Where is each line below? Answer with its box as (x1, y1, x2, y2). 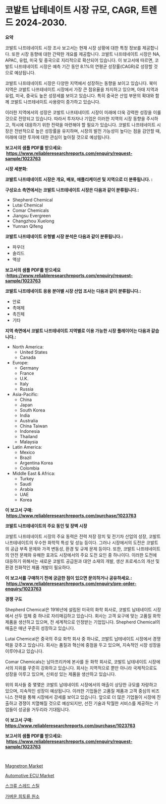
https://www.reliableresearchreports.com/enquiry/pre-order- (6, 580, 137, 586)
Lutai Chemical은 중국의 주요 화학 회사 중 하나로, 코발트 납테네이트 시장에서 (5, 636, 152, 642)
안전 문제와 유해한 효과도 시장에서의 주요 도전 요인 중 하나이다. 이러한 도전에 (10, 552, 157, 558)
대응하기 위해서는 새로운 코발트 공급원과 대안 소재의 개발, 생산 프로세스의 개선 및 (5, 558, 160, 564)
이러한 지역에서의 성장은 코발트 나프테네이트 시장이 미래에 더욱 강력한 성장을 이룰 (5, 109, 162, 115)
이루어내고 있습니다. (5, 648, 44, 654)
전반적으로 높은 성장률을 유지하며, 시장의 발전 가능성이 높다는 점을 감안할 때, (14, 128, 161, 134)
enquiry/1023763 (5, 586, 42, 592)
